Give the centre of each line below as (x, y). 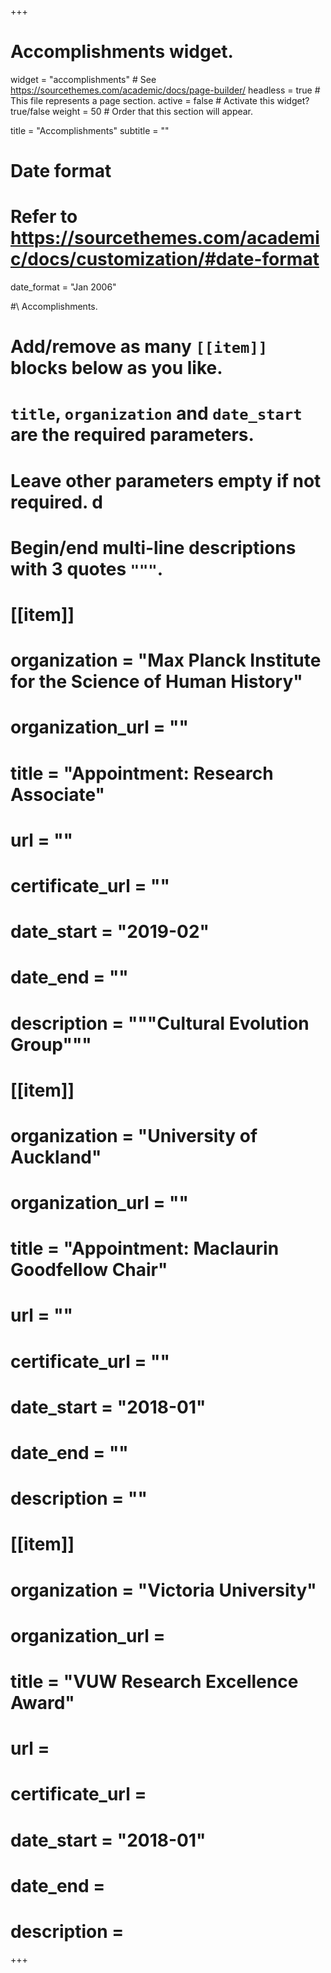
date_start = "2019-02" (110, 932)
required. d (56, 502)
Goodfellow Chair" (89, 1270)
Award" (42, 1702)
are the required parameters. (132, 435)
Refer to (44, 217)
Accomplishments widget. (122, 52)
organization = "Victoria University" (163, 1590)
